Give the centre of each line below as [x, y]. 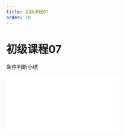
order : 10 [19, 18]
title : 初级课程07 [28, 12]
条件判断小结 [22, 67]
